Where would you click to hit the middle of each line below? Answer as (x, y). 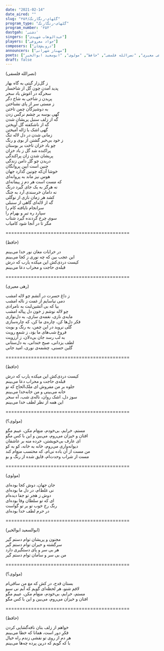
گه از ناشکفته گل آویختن (27, 125)
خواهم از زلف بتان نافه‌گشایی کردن (37, 628)
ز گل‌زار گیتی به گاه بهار (27, 83)
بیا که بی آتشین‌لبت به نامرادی (32, 306)
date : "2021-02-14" (25, 10)
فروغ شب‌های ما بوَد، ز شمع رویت (36, 332)
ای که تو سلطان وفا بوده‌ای (30, 501)
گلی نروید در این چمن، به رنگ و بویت (39, 327)
